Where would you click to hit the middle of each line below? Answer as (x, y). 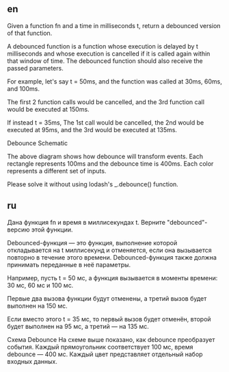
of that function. (30, 33)
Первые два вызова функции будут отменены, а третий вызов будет (107, 298)
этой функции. (52, 230)
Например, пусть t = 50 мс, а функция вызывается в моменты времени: (112, 277)
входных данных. (32, 361)
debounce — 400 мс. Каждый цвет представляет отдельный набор (105, 354)
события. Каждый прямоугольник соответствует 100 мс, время (100, 347)
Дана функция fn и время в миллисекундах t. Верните (86, 222)
